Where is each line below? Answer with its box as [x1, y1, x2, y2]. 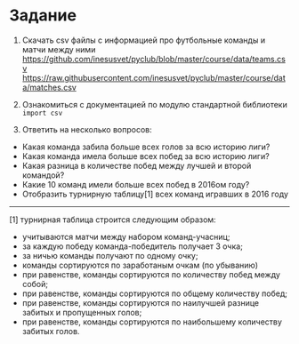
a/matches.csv [21, 82, 77, 92]
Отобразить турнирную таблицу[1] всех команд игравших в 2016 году [21, 188, 289, 199]
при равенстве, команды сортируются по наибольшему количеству [21, 316, 283, 327]
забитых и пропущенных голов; [21, 307, 142, 317]
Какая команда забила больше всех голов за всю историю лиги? [21, 141, 271, 152]
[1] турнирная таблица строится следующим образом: [9, 214, 216, 225]
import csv [21, 108, 63, 117]
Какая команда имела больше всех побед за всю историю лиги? [21, 150, 270, 161]
